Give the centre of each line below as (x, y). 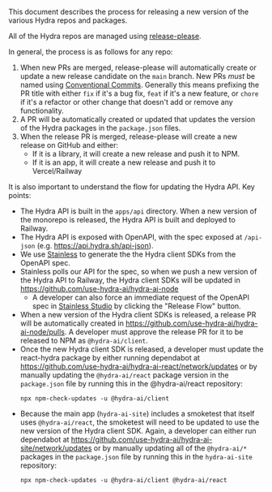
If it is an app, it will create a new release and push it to (124, 162)
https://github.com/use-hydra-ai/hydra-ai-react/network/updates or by (138, 366)
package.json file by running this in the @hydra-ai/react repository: (131, 384)
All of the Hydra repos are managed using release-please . (105, 36)
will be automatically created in (72, 323)
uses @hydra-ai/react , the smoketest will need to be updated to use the (140, 422)
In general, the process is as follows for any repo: (91, 52)
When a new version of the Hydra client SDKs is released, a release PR (138, 315)
